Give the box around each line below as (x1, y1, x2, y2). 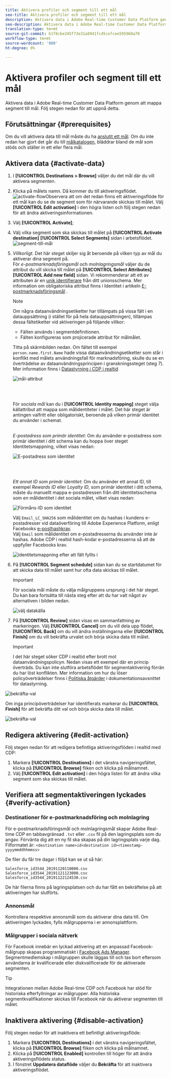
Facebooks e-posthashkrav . (12, 526, 72, 532)
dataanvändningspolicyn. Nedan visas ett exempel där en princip (12, 659, 149, 665)
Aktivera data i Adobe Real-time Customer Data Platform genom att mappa (5, 100, 162, 106)
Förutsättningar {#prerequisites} (5, 120, 111, 128)
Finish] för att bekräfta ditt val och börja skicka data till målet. (5, 706, 134, 712)
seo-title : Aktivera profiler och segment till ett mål (5, 12, 126, 17)
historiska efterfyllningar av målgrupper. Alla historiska (5, 991, 120, 997)
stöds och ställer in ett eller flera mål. (5, 144, 83, 151)
